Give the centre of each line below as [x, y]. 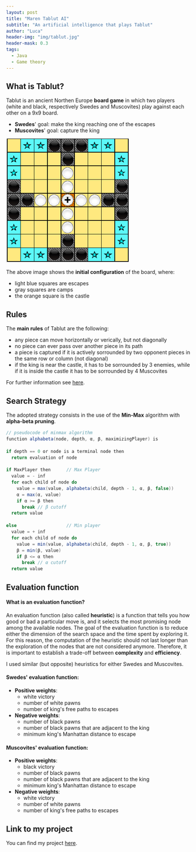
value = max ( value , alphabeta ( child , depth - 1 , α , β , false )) [95, 488]
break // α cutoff [44, 563]
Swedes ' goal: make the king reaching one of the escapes [85, 124]
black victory [39, 767]
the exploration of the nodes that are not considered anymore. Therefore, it [97, 646]
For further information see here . [45, 383]
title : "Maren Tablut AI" [37, 18]
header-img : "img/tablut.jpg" [43, 37]
